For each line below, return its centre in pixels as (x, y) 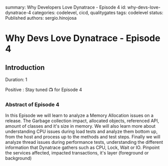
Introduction (25, 67)
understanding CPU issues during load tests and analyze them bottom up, (81, 132)
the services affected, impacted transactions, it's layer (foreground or (77, 153)
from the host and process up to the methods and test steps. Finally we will (83, 137)
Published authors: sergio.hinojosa (41, 18)
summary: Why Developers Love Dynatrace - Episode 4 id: (66, 7)
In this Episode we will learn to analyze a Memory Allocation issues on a (79, 116)
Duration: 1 (16, 79)
